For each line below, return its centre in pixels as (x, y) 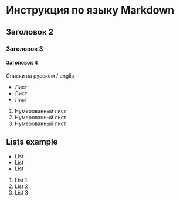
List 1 (21, 180)
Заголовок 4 (22, 63)
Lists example (32, 142)
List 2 (21, 186)
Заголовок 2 (30, 32)
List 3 (21, 192)
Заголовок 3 (25, 49)
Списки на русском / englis (40, 76)
